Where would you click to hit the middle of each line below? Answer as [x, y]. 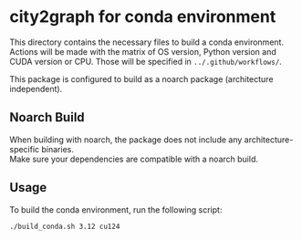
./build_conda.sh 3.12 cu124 [65, 226]
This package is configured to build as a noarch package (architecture [141, 78]
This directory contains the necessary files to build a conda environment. [147, 42]
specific [25, 149]
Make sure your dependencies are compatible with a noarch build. [134, 159]
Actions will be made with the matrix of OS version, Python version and [143, 51]
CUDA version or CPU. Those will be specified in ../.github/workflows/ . [146, 61]
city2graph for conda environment [143, 17]
